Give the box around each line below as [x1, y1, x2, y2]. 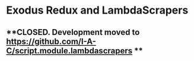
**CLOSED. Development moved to [6, 27, 140, 37]
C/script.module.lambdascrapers [6, 46, 132, 56]
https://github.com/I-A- [6, 36, 97, 46]
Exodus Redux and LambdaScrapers [6, 4, 189, 17]
